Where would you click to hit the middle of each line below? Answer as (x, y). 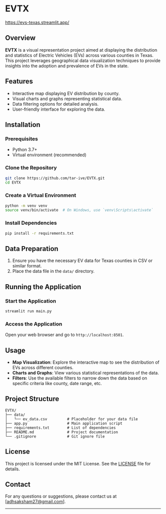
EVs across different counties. (43, 367)
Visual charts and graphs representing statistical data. (67, 98)
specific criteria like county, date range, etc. (57, 383)
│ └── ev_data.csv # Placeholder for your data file (72, 419)
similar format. (27, 266)
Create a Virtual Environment (41, 195)
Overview (21, 38)
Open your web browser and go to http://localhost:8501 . (64, 335)
